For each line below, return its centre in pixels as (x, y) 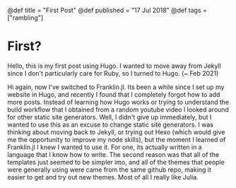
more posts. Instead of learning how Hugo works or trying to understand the (118, 102)
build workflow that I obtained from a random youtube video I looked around (118, 110)
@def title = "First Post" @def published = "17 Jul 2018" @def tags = (107, 10)
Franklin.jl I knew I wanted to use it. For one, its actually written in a (105, 147)
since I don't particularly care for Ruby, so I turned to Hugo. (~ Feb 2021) (113, 73)
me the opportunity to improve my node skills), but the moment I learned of (117, 139)
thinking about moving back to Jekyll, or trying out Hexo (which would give (116, 132)
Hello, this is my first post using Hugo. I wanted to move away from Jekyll (114, 66)
